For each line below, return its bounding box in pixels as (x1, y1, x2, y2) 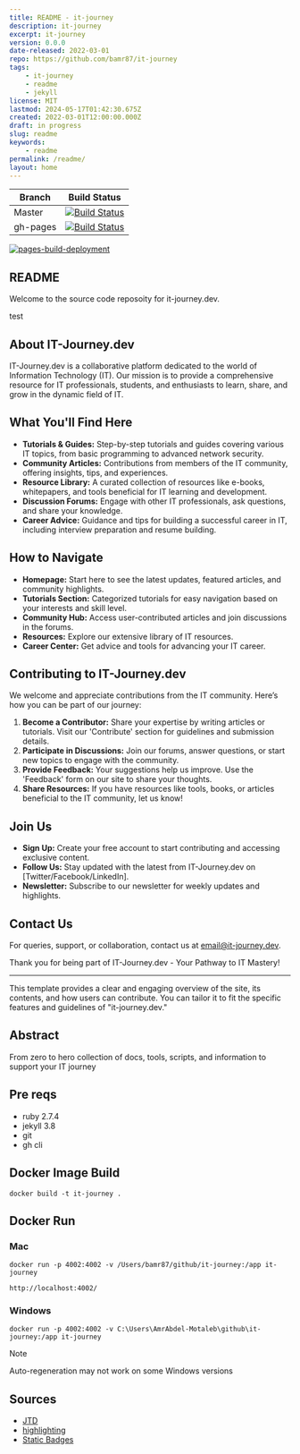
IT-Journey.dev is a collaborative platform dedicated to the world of (9, 361, 257, 371)
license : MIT (9, 96, 58, 106)
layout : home (9, 163, 58, 172)
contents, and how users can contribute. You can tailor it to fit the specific (9, 992, 281, 1003)
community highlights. (21, 583, 104, 594)
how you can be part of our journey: (9, 700, 142, 710)
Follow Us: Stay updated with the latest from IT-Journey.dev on (21, 862, 256, 872)
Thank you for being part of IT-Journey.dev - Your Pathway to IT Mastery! (9, 957, 280, 968)
